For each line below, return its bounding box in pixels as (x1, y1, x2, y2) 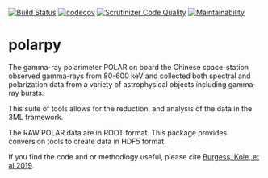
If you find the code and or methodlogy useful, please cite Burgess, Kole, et (8, 151, 260, 161)
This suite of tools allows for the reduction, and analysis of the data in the (8, 103, 253, 113)
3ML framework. (8, 112, 64, 122)
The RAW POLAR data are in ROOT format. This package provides (8, 127, 228, 137)
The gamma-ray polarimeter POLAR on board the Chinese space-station (8, 62, 249, 72)
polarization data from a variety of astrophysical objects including (8, 79, 227, 89)
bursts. (20, 88, 44, 97)
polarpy (8, 36, 62, 54)
